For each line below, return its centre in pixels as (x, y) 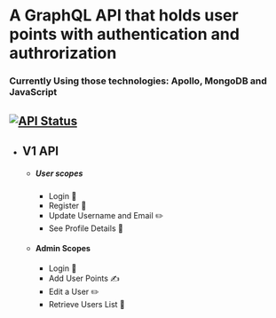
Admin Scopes (63, 249)
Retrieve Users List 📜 (87, 305)
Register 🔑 (67, 205)
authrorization (63, 53)
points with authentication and (124, 34)
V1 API (40, 151)
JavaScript (33, 92)
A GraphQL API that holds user (124, 16)
